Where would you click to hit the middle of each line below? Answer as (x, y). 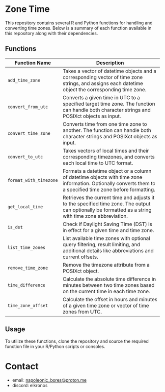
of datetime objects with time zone (102, 177)
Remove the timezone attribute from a (106, 265)
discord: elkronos (30, 385)
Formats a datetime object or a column (107, 171)
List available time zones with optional (107, 238)
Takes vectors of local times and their (106, 151)
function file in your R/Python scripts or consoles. (55, 346)
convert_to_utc (25, 157)
